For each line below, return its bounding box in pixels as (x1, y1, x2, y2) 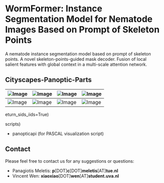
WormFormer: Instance (5, 3, 103, 14)
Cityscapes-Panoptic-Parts (5, 76, 92, 84)
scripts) (5, 121, 21, 127)
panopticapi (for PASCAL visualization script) (12, 131, 104, 137)
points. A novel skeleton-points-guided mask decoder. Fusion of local (5, 56, 147, 62)
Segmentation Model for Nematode (5, 13, 153, 25)
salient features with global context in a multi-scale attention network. (5, 61, 147, 67)
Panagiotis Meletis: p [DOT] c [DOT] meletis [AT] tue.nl (12, 168, 119, 174)
